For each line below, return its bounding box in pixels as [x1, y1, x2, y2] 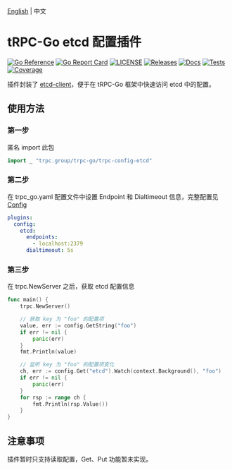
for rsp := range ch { [20, 394, 86, 401]
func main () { [7, 296, 49, 303]
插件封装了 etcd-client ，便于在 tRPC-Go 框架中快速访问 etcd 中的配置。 [7, 80, 216, 88]
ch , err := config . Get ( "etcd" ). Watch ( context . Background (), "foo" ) [20, 368, 221, 375]
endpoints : [25, 234, 58, 241]
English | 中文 [7, 7, 47, 15]
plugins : [7, 214, 33, 221]
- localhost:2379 [32, 240, 83, 248]
